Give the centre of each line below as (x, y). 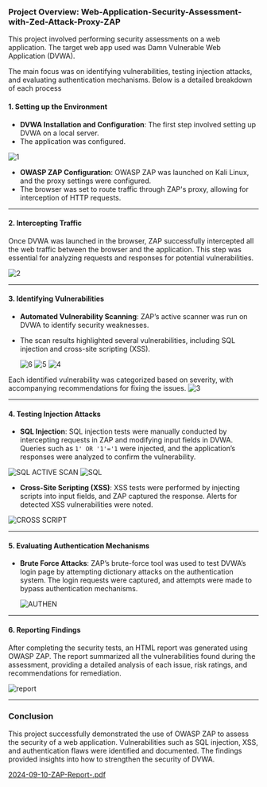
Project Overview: (44, 12)
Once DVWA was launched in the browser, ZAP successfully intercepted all (131, 240)
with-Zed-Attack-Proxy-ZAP (64, 21)
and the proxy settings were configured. (85, 181)
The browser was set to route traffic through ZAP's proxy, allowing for (134, 189)
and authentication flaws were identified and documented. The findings (125, 750)
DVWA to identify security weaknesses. (84, 325)
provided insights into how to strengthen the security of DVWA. (112, 759)
